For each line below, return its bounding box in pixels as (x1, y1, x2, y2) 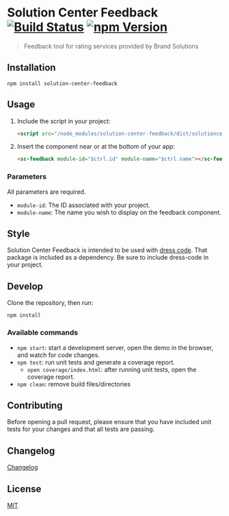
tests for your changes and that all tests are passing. (7, 425, 155, 433)
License (7, 483, 42, 495)
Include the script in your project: (16, 116, 111, 125)
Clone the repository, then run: (7, 299, 94, 307)
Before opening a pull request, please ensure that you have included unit (7, 418, 212, 426)
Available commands (7, 328, 79, 337)
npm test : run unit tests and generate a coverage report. (16, 358, 176, 366)
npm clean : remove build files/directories (16, 380, 131, 388)
